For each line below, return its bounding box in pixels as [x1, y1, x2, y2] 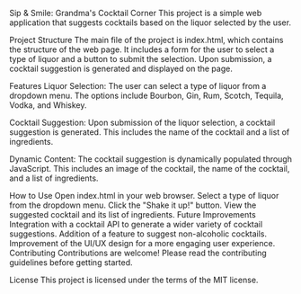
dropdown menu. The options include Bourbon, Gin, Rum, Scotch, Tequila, [9, 90, 285, 101]
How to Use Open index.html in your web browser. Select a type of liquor [9, 191, 279, 200]
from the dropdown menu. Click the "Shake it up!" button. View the [9, 200, 257, 210]
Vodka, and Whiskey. [9, 100, 87, 111]
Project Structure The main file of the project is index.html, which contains [9, 35, 284, 45]
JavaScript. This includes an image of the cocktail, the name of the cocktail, [9, 164, 290, 174]
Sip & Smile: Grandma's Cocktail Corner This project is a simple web [9, 8, 262, 18]
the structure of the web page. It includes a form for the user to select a [9, 44, 275, 55]
